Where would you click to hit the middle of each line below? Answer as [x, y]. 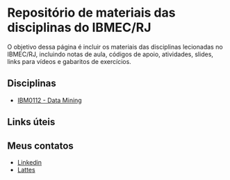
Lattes [26, 170]
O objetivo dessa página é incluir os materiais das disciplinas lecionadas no [115, 47]
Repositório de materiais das [91, 13]
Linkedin [30, 162]
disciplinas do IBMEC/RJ [79, 27]
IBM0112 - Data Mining [49, 100]
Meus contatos [41, 146]
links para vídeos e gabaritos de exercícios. [69, 61]
